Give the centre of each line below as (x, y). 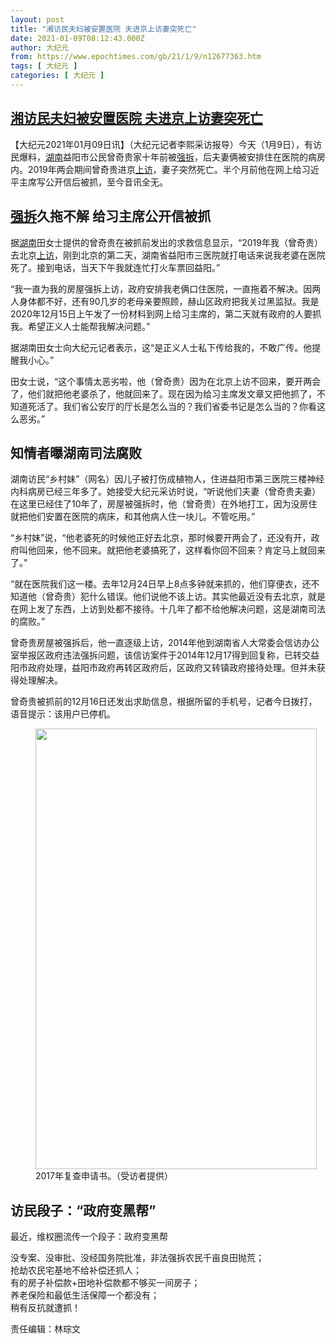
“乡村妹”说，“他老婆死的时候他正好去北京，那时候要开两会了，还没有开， (161, 538)
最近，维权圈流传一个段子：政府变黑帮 (89, 1237)
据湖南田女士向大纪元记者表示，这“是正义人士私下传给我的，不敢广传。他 (161, 347)
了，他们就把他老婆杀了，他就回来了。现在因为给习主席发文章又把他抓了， (163, 393)
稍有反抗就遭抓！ (45, 1308)
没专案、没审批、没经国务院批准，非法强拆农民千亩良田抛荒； (137, 1258)
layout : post (37, 19)
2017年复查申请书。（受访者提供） (104, 1176)
